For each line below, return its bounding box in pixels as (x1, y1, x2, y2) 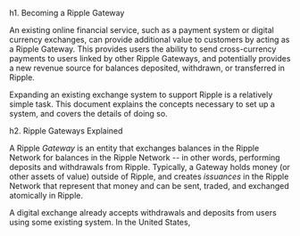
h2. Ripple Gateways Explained (9, 126, 123, 136)
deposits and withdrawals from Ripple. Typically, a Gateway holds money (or (9, 162, 290, 172)
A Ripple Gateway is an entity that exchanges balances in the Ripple (9, 142, 260, 153)
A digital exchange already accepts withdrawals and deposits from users (9, 208, 277, 217)
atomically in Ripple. (9, 191, 83, 200)
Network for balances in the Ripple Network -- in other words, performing (9, 152, 280, 163)
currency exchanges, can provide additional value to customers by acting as (9, 35, 290, 45)
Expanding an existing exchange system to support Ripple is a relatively (9, 89, 273, 100)
